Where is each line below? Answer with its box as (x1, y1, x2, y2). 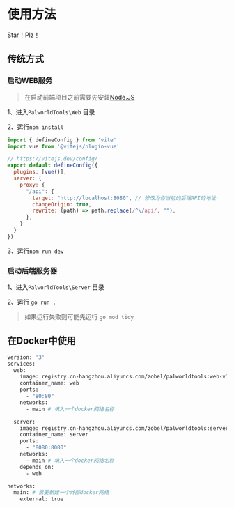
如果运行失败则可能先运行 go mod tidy (24, 313, 134, 321)
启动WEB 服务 (7, 76, 53, 86)
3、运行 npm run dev (7, 247, 64, 255)
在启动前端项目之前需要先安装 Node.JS (24, 93, 135, 101)
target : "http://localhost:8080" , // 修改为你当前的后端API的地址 (32, 194, 217, 201)
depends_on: (19, 463, 54, 470)
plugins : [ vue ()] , (13, 169, 68, 176)
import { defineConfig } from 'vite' (7, 137, 117, 144)
